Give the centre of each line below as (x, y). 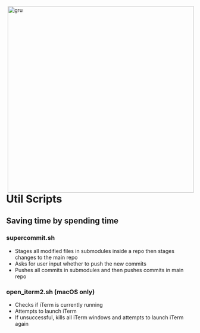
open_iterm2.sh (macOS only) (51, 292)
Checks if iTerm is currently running (59, 304)
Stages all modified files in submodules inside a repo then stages (94, 251)
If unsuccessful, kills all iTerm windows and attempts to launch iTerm (99, 317)
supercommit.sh (31, 238)
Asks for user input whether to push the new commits (81, 263)
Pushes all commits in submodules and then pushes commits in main (99, 270)
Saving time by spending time (62, 221)
